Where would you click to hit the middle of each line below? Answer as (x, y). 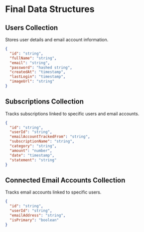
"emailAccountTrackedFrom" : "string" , (50, 137)
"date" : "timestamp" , (32, 155)
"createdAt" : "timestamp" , (38, 72)
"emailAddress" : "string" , (38, 215)
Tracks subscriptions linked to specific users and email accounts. (72, 113)
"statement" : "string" (33, 160)
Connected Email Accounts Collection (65, 180)
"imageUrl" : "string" (32, 81)
